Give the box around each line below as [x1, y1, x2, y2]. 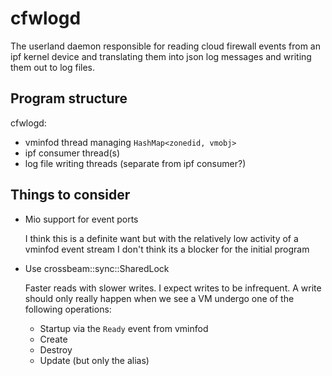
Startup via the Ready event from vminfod [39, 322, 209, 334]
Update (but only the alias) [39, 354, 150, 366]
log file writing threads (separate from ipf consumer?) [24, 157, 247, 169]
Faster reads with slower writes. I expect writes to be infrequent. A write [24, 282, 322, 294]
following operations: [24, 303, 112, 315]
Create [39, 333, 68, 345]
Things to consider [10, 187, 131, 204]
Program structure [10, 90, 128, 107]
